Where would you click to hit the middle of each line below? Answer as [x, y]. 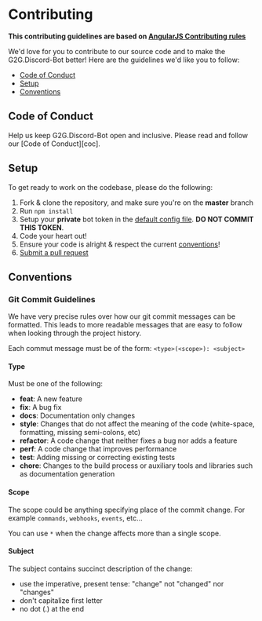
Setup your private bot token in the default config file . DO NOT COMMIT [136, 219]
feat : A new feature [51, 399]
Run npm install [46, 210]
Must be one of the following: [56, 384]
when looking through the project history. [75, 333]
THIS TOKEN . [42, 227]
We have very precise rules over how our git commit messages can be [122, 316]
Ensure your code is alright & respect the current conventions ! [120, 244]
